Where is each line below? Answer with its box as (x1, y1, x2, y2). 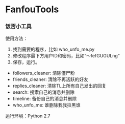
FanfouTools (5, 4, 59, 15)
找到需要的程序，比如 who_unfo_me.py (12, 46, 95, 52)
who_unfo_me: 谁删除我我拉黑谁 (12, 102, 81, 108)
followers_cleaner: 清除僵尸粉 (12, 70, 75, 76)
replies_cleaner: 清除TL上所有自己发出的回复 (12, 83, 107, 89)
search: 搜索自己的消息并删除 (12, 89, 75, 95)
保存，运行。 (12, 59, 40, 65)
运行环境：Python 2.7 (5, 113, 51, 119)
